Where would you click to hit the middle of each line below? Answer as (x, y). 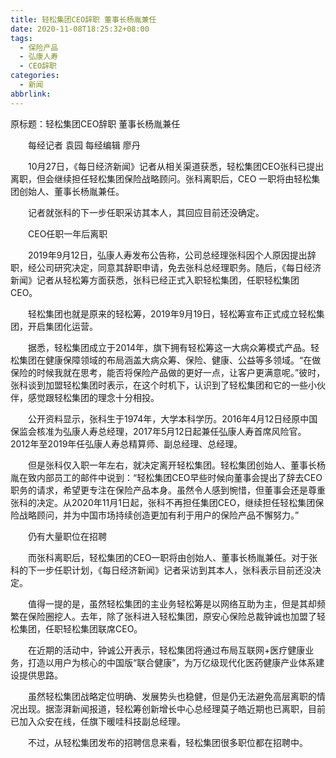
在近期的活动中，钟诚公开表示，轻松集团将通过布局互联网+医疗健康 (166, 650)
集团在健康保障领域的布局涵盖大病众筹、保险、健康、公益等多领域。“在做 (170, 360)
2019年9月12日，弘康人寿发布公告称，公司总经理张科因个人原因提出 (167, 255)
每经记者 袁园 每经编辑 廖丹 (84, 145)
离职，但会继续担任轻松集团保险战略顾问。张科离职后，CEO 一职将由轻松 (161, 178)
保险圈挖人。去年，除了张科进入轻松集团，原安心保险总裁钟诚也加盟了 (172, 616)
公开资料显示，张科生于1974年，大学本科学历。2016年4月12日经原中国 (172, 418)
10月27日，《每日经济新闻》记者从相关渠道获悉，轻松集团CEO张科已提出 (176, 166)
